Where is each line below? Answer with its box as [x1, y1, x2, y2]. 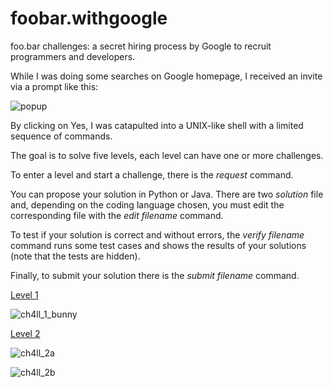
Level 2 [10, 327, 41, 339]
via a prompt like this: [10, 80, 99, 92]
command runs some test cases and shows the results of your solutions [10, 239, 307, 251]
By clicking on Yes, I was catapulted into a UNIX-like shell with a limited [10, 119, 304, 131]
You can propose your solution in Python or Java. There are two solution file [10, 188, 324, 200]
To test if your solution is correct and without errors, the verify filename [10, 228, 305, 241]
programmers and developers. [10, 50, 136, 62]
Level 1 [10, 288, 39, 301]
